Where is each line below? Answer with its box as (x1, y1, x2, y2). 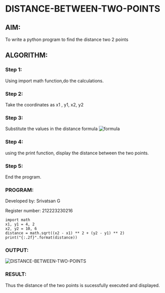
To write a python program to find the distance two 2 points (5, 36, 129, 42)
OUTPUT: (5, 247, 29, 254)
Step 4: (5, 138, 24, 145)
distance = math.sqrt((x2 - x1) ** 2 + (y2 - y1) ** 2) (5, 230, 125, 236)
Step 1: (5, 66, 22, 73)
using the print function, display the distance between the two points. (5, 150, 149, 156)
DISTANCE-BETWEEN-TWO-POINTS (5, 3, 160, 15)
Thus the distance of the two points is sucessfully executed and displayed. (5, 282, 160, 288)
